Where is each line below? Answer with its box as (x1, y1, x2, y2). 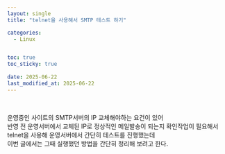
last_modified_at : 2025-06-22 (7, 80, 95, 87)
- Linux (13, 35, 36, 42)
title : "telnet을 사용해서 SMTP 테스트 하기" (7, 17, 127, 24)
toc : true (7, 54, 36, 61)
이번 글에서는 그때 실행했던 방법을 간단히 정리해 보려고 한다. (7, 139, 169, 148)
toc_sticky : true (7, 60, 58, 68)
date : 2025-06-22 (7, 74, 58, 80)
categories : (7, 29, 42, 36)
